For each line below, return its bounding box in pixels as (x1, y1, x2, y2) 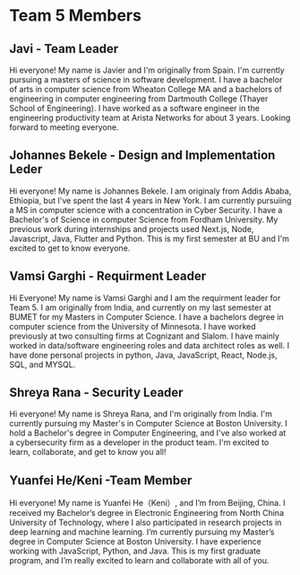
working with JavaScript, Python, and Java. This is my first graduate (9, 545, 261, 556)
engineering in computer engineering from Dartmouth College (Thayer (9, 93, 269, 104)
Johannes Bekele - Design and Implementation (9, 148, 276, 163)
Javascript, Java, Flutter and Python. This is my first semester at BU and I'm (9, 233, 289, 244)
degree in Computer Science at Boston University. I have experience (9, 536, 261, 547)
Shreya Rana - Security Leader (9, 385, 184, 400)
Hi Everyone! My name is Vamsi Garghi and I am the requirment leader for (9, 292, 281, 303)
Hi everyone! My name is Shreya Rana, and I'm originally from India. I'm (9, 408, 273, 419)
